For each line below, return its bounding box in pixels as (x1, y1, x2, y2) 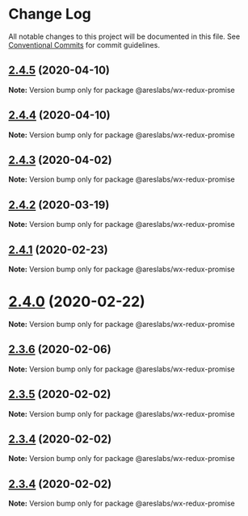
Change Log (8, 5, 91, 23)
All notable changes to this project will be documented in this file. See (8, 31, 241, 41)
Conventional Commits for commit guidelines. (8, 40, 160, 49)
